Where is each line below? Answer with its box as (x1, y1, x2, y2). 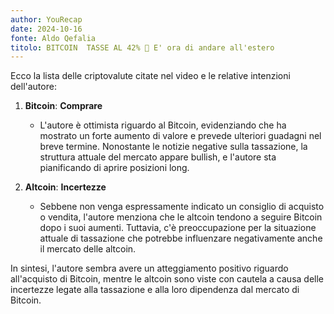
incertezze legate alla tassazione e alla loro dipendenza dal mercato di (10, 284, 300, 296)
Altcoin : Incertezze (24, 181, 107, 193)
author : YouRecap (10, 14, 83, 25)
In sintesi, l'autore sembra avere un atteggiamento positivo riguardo (10, 262, 289, 275)
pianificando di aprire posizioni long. (39, 162, 190, 174)
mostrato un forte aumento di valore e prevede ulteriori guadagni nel (39, 130, 322, 142)
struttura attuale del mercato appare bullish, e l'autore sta (39, 151, 277, 163)
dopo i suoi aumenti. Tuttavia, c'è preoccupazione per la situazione (39, 222, 317, 234)
